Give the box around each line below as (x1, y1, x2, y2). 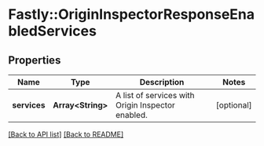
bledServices (8, 22, 97, 40)
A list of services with (115, 90, 195, 100)
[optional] (215, 100, 252, 111)
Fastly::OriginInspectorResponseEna (8, 5, 255, 24)
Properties (8, 53, 61, 67)
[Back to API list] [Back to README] (8, 130, 124, 139)
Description (139, 77, 185, 87)
